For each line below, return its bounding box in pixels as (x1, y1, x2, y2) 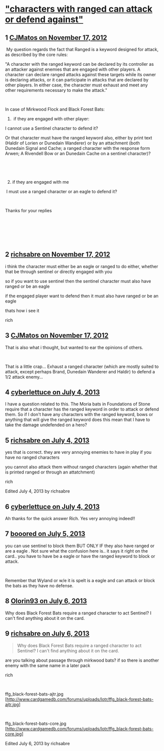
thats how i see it (5, 307, 40, 313)
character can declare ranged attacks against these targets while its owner (5, 72, 156, 77)
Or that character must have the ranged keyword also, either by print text (5, 135, 153, 140)
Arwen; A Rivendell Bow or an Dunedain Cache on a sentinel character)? (5, 151, 151, 156)
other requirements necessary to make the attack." (5, 87, 108, 93)
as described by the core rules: (5, 52, 68, 57)
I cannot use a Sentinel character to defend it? (5, 125, 98, 131)
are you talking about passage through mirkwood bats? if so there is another (5, 657, 159, 663)
